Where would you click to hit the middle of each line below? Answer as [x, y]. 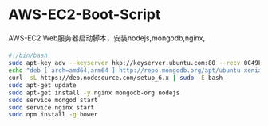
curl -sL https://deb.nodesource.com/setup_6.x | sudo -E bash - [119, 78]
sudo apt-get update [43, 85]
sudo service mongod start [53, 100]
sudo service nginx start [51, 107]
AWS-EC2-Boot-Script [85, 15]
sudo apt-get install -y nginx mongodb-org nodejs [94, 93]
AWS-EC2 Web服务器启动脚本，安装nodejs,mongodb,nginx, [107, 38]
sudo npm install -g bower [53, 115]
